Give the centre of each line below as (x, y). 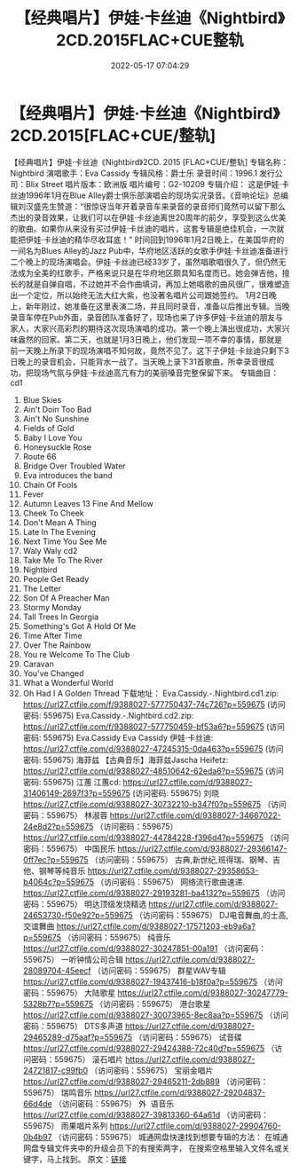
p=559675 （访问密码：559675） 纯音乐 (97, 937)
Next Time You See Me (65, 541)
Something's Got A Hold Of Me (79, 626)
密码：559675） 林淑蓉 (65, 815)
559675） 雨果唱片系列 (65, 1126)
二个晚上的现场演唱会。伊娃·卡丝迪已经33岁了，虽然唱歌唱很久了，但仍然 (144, 262)
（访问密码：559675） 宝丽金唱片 (151, 1070)
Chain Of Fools (50, 484)
